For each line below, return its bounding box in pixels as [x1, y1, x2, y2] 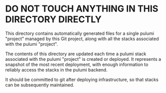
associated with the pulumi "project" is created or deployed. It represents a [5, 56, 161, 62]
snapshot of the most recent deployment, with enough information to [5, 61, 149, 67]
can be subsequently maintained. [5, 81, 75, 88]
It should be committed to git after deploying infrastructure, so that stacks [5, 76, 159, 82]
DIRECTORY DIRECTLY [5, 14, 102, 25]
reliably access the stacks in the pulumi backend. [5, 66, 107, 73]
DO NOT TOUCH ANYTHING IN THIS [5, 3, 158, 15]
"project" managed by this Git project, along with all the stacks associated [5, 36, 159, 42]
